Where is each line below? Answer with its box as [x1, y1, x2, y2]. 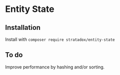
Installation [5, 23, 41, 32]
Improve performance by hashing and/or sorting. [5, 64, 105, 70]
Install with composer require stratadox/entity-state [5, 36, 115, 42]
